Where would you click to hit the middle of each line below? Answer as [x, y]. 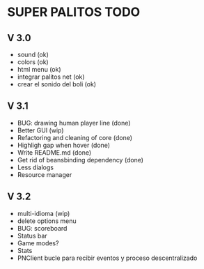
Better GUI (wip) [40, 130]
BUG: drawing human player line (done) [74, 123]
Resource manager [45, 174]
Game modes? [38, 243]
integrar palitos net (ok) [51, 77]
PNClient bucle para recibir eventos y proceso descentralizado [107, 258]
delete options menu [47, 221]
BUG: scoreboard [42, 228]
